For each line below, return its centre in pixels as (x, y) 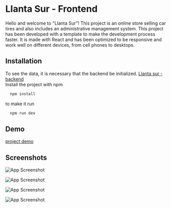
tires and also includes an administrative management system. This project (84, 28)
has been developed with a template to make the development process (80, 34)
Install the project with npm (34, 84)
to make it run (20, 104)
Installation (24, 61)
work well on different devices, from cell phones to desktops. (70, 45)
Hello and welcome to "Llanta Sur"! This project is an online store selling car (85, 23)
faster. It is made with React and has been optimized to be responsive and (83, 40)
